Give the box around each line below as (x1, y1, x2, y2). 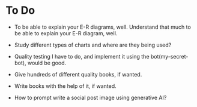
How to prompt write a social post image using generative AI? (14, 94, 167, 101)
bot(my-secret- (150, 53, 189, 60)
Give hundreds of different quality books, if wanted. (14, 71, 142, 78)
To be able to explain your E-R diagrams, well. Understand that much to (14, 23, 192, 30)
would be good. (27, 59, 67, 66)
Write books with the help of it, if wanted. (14, 82, 117, 90)
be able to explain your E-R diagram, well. (14, 29, 118, 36)
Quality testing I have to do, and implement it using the (14, 53, 150, 60)
